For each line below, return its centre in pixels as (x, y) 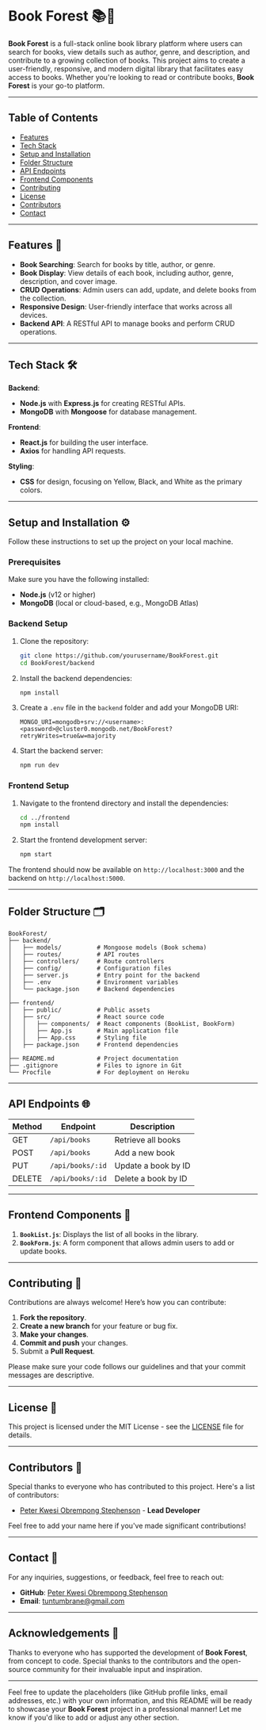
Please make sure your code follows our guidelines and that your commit (127, 1367)
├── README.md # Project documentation (93, 1059)
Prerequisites (34, 562)
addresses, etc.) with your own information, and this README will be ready (130, 1700)
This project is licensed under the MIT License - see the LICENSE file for (126, 1427)
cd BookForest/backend (57, 663)
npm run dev (39, 765)
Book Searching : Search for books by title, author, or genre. (118, 264)
